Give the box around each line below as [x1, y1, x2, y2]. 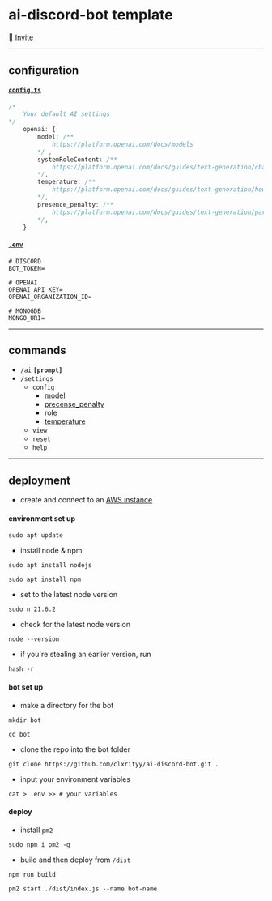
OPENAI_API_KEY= [8, 285, 63, 293]
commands [8, 344, 66, 357]
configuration [8, 63, 79, 78]
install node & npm [19, 545, 83, 556]
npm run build [8, 870, 57, 878]
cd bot [8, 730, 31, 738]
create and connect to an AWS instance [19, 495, 153, 505]
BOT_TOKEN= [8, 264, 45, 272]
